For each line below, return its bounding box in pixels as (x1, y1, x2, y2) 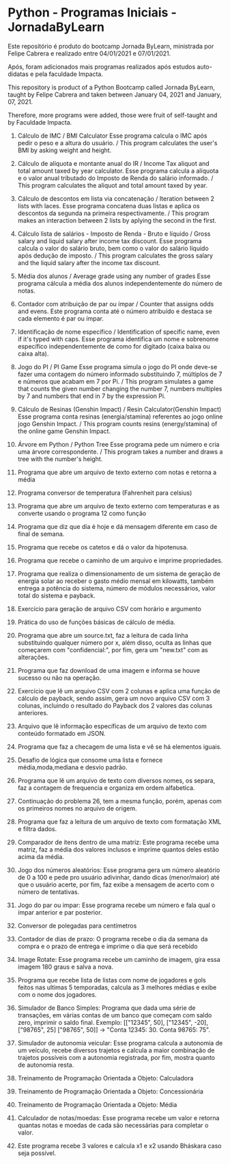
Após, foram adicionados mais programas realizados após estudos (8, 62, 196, 71)
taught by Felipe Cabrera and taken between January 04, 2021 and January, (8, 90, 222, 99)
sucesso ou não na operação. (17, 673, 102, 682)
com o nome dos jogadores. (17, 990, 97, 998)
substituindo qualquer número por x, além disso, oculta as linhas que (17, 639, 212, 647)
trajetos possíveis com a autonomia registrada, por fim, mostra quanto (17, 1053, 216, 1061)
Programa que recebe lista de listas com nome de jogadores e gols (17, 976, 207, 984)
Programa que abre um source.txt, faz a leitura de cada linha (17, 631, 188, 639)
